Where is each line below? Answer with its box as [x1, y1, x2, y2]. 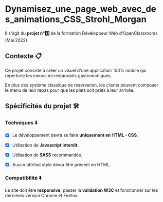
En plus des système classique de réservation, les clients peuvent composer [5, 82, 159, 88]
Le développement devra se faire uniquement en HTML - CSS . [12, 132, 138, 138]
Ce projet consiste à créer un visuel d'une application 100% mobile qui [5, 67, 147, 73]
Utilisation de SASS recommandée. [12, 152, 83, 158]
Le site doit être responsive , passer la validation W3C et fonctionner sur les [5, 187, 158, 193]
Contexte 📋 [5, 52, 42, 61]
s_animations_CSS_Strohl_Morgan [5, 14, 147, 25]
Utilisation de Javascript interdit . [12, 142, 79, 148]
